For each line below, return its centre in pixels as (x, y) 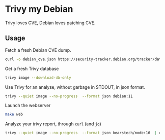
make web (14, 114)
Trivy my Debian (39, 9)
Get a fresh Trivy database (32, 69)
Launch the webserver (28, 105)
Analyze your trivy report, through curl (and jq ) (53, 124)
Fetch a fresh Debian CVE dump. (38, 50)
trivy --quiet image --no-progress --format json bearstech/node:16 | (81, 133)
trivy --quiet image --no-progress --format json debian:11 (69, 96)
